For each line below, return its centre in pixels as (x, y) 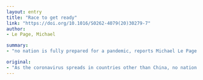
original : (19, 62)
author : (16, 29)
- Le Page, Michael (31, 35)
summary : (17, 45)
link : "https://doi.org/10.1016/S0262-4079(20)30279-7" (78, 23)
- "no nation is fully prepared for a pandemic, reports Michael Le (95, 51)
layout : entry (24, 12)
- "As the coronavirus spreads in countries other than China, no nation (102, 67)
